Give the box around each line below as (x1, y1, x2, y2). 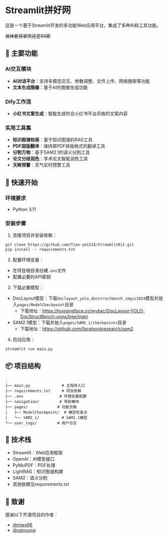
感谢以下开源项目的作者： (5, 512, 59, 518)
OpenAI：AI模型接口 (12, 456, 55, 462)
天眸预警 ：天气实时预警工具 (12, 162, 71, 168)
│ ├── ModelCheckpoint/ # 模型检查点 (5, 409, 87, 415)
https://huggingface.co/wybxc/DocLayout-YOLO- (42, 308, 145, 314)
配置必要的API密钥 (12, 273, 51, 280)
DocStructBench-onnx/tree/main (20, 313, 88, 319)
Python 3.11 (12, 206, 36, 212)
